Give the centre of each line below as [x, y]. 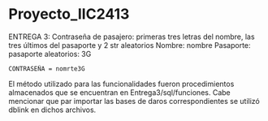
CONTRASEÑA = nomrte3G [47, 69]
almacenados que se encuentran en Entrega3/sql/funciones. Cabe [119, 92]
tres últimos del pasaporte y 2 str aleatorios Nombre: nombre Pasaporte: [130, 45]
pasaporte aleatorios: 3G [50, 54]
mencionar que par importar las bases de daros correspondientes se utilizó [134, 101]
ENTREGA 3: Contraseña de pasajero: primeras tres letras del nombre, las [132, 37]
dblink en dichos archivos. [52, 110]
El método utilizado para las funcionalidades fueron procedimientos [121, 84]
